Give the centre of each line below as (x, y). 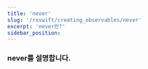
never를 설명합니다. (39, 58)
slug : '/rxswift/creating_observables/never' (74, 20)
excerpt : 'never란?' (36, 26)
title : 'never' (29, 13)
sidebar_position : (34, 33)
